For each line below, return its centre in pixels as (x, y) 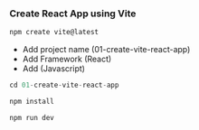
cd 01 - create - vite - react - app (64, 85)
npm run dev (32, 117)
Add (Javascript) (54, 69)
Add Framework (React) (67, 59)
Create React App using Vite (73, 14)
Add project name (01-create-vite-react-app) (106, 50)
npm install (32, 102)
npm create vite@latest (54, 32)
